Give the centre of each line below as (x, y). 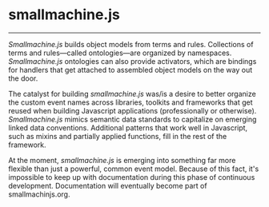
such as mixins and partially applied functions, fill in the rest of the (118, 136)
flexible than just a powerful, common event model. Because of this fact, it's (134, 169)
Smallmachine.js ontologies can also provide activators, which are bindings (132, 61)
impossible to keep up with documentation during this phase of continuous (132, 177)
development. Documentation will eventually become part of (108, 185)
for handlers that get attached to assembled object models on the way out (130, 70)
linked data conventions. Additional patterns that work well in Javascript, (128, 127)
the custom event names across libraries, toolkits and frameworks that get (131, 102)
